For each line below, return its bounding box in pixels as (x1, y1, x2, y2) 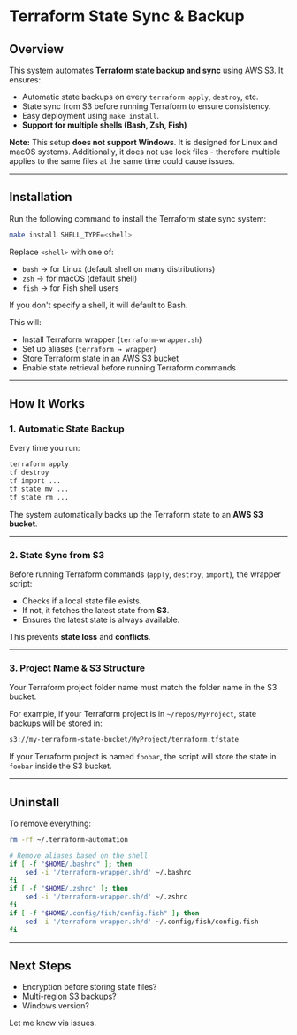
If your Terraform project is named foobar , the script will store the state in (9, 751, 277, 762)
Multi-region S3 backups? (21, 991, 117, 1002)
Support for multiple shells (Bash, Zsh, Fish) (21, 120, 187, 130)
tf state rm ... (9, 493, 69, 502)
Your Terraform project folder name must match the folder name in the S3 (9, 682, 278, 693)
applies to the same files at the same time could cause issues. (9, 156, 235, 166)
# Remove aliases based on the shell (9, 851, 148, 860)
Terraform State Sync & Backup (9, 6, 245, 27)
